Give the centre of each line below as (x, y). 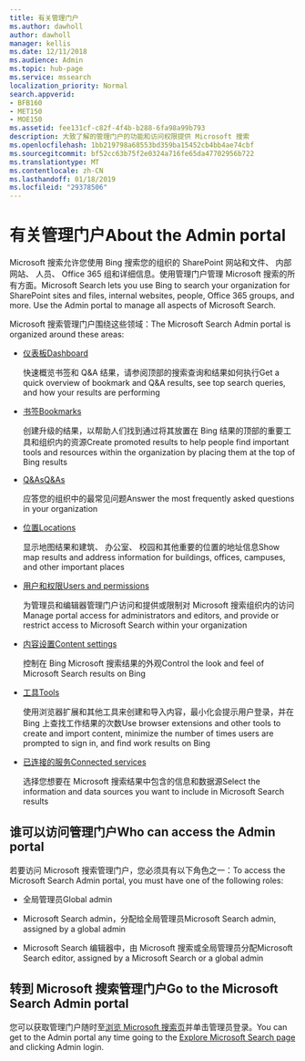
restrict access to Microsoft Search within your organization (135, 625)
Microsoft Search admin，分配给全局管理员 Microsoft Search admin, (149, 919)
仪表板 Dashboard (56, 353)
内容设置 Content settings (70, 644)
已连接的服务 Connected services (85, 762)
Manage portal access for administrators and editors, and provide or (151, 616)
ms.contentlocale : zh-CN (56, 171)
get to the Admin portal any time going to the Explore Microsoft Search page (152, 1037)
